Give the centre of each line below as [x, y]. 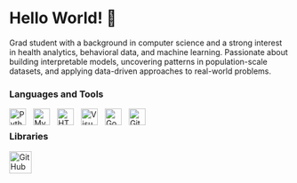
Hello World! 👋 [63, 18]
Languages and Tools [56, 94]
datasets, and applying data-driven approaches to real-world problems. [140, 71]
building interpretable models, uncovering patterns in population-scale [139, 61]
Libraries [29, 137]
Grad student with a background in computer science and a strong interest [146, 43]
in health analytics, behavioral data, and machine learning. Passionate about [149, 52]
